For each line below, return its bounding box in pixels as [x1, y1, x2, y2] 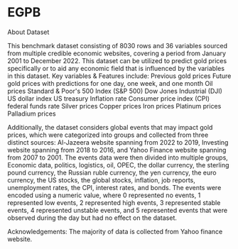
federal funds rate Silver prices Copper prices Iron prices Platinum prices [7, 101, 222, 110]
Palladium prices [7, 109, 56, 118]
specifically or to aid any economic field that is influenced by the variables [7, 64, 225, 72]
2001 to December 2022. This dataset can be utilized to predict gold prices [7, 56, 227, 65]
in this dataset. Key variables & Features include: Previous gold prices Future [7, 72, 232, 80]
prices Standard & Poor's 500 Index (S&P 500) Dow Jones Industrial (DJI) [7, 87, 222, 95]
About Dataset [7, 28, 50, 36]
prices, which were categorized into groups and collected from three [7, 131, 209, 139]
